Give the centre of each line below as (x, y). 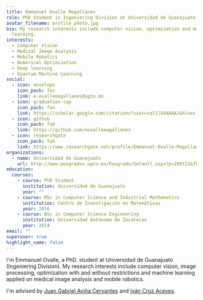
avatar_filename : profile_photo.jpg (52, 23)
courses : (23, 175)
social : (16, 79)
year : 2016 (36, 209)
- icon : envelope (34, 85)
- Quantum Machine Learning (47, 74)
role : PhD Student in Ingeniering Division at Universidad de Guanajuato (101, 18)
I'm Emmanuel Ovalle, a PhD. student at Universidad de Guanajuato (90, 259)
